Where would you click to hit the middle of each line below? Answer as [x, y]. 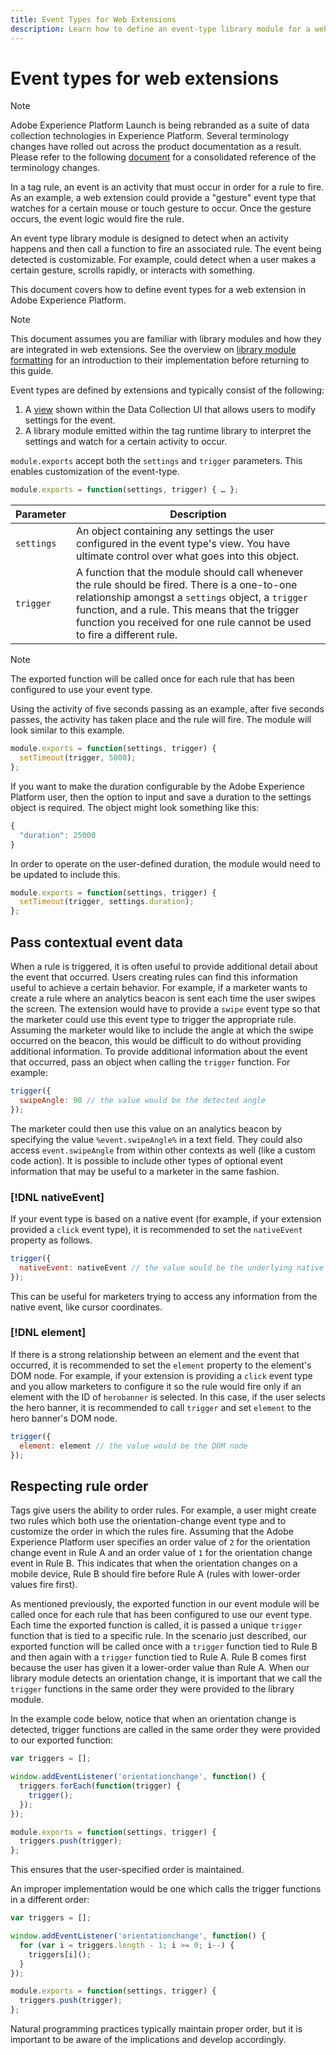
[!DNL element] [48, 1333]
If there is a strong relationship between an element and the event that [155, 1354]
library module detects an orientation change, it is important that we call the [166, 1678]
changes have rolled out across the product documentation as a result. [156, 147]
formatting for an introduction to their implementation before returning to [160, 360]
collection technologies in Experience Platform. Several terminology [150, 136]
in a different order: [50, 1900]
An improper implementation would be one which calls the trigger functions [166, 1889]
